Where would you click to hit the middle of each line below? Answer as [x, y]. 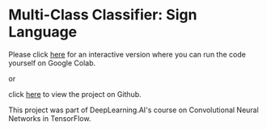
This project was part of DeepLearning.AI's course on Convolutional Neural [133, 110]
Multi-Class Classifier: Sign [103, 15]
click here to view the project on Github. [75, 94]
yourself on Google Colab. [52, 63]
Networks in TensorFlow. [50, 118]
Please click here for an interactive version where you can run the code [127, 54]
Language [43, 32]
